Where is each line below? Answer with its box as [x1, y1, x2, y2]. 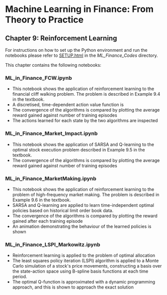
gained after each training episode [12, 218, 83, 224]
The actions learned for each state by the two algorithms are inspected [12, 118, 158, 124]
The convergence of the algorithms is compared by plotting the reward [12, 213, 158, 219]
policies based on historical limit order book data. [12, 207, 113, 213]
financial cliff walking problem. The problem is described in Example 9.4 [12, 91, 161, 97]
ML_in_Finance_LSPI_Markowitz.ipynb [5, 241, 100, 248]
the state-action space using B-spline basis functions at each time [12, 268, 149, 275]
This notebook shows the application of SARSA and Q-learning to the [12, 141, 154, 147]
